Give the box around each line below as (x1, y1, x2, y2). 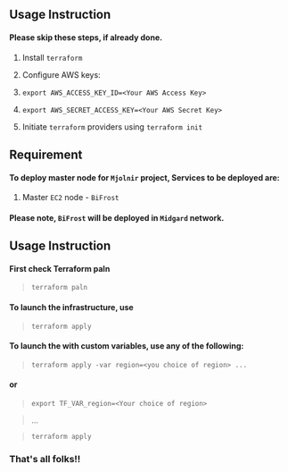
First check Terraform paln (9, 263, 111, 274)
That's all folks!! (9, 452, 81, 465)
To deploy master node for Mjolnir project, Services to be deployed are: (9, 172, 281, 182)
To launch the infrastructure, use (9, 301, 134, 312)
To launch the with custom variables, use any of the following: (9, 341, 244, 351)
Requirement (9, 147, 83, 162)
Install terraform (21, 52, 83, 63)
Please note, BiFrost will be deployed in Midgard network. (9, 212, 225, 223)
